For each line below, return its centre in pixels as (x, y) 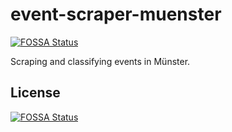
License (35, 93)
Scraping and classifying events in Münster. (100, 61)
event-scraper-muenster (116, 14)
